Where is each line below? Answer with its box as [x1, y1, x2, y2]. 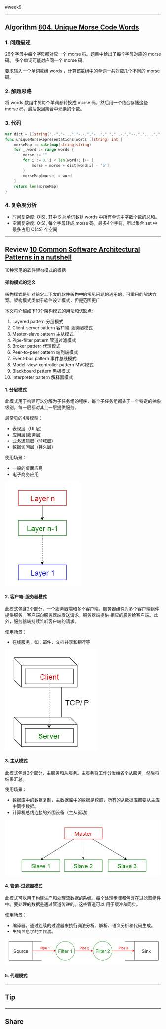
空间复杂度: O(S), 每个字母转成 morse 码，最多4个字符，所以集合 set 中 [12, 220, 158, 226]
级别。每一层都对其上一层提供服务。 [5, 404, 79, 410]
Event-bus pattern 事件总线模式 [12, 356, 77, 362]
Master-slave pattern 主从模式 [12, 331, 74, 337]
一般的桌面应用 [12, 465, 43, 471]
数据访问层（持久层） [12, 444, 56, 450]
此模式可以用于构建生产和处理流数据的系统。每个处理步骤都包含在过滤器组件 [5, 895, 161, 901]
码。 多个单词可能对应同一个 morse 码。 [5, 57, 87, 63]
